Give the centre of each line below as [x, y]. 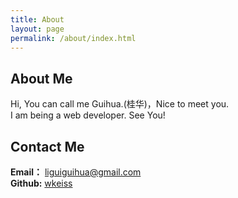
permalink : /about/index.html [73, 38]
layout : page [37, 29]
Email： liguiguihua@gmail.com [76, 172]
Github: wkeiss [41, 183]
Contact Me [47, 146]
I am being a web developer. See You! [88, 115]
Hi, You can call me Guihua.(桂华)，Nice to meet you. [120, 104]
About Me [41, 78]
